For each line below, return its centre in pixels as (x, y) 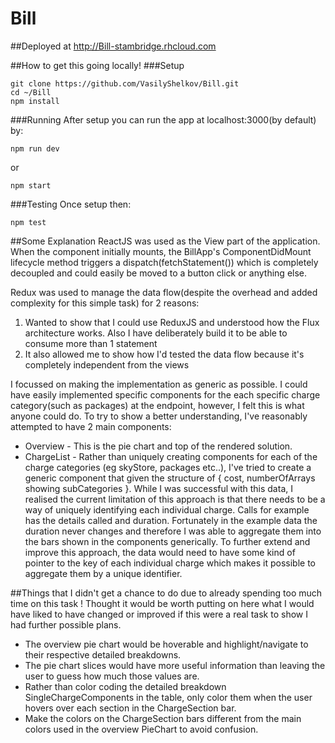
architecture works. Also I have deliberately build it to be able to (156, 333)
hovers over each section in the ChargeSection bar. (130, 708)
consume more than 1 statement (91, 343)
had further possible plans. (66, 624)
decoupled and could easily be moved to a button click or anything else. (159, 273)
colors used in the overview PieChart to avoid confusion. (141, 729)
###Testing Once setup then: (71, 204)
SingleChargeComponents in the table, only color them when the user (168, 697)
